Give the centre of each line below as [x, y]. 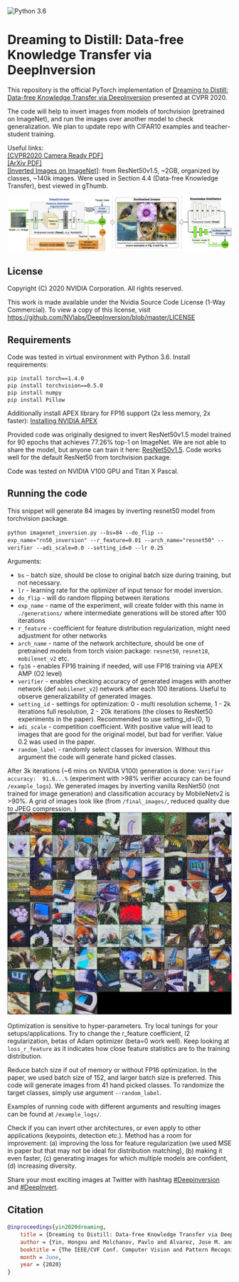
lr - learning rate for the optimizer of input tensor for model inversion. [120, 590]
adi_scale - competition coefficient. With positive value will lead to [115, 726]
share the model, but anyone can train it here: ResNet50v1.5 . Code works [115, 450]
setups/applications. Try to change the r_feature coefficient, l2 [99, 1034]
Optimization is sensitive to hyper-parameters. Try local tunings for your [113, 1026]
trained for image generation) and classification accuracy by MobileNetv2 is [118, 793]
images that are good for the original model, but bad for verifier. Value [120, 734]
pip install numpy [34, 393]
